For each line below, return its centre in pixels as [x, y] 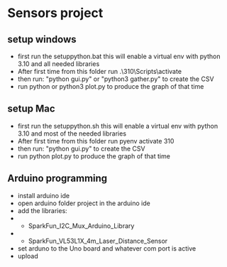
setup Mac [31, 109]
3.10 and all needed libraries [59, 64]
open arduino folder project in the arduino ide [84, 203]
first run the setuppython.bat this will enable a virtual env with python [119, 56]
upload [28, 256]
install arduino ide [43, 195]
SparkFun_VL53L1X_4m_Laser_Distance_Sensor [98, 241]
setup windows [42, 39]
